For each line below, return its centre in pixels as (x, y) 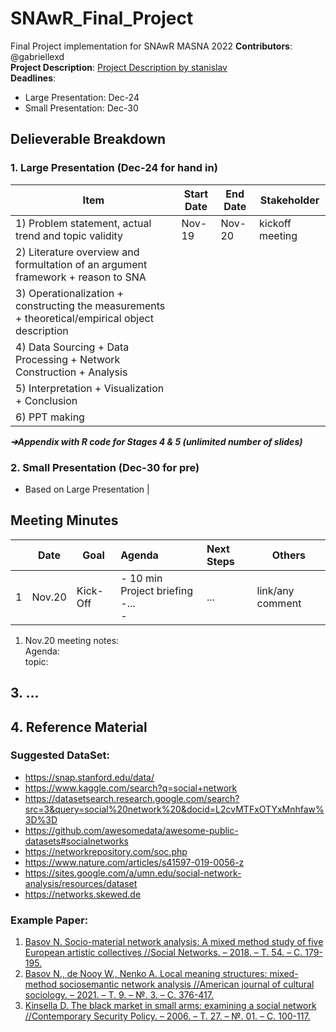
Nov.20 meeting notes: (72, 640)
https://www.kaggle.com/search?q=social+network (131, 788)
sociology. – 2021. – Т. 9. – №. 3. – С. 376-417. (119, 995)
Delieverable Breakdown (88, 139)
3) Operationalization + (69, 293)
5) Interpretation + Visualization (90, 388)
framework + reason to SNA (81, 277)
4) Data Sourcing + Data (72, 347)
